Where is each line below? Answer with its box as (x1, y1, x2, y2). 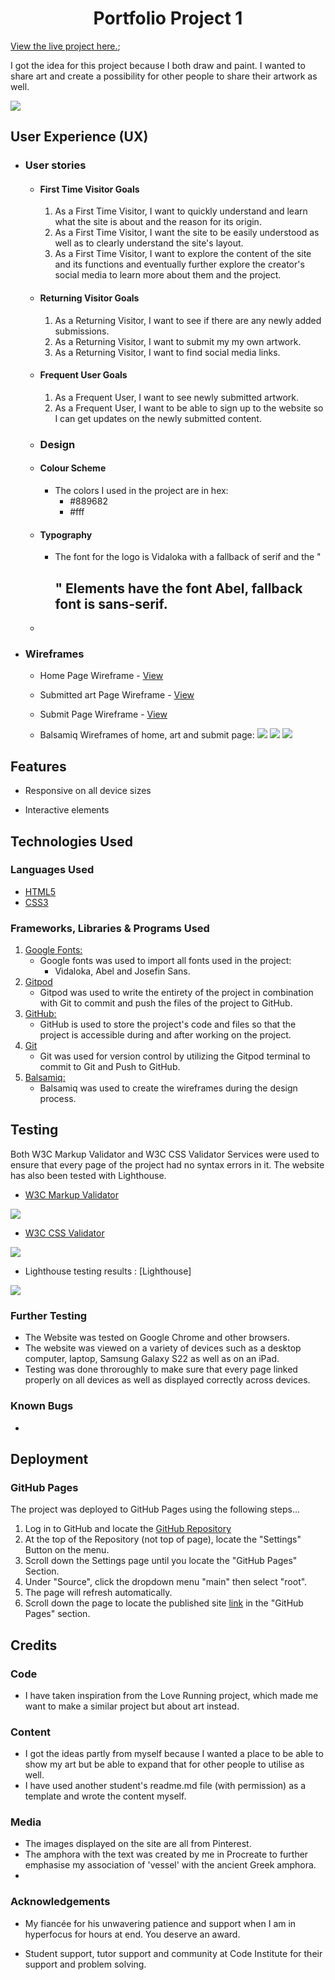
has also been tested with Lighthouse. (10, 1169, 167, 1181)
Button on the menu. (24, 1544, 110, 1556)
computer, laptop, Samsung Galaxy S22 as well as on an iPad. (24, 1353, 280, 1365)
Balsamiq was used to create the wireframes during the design (39, 1082, 298, 1094)
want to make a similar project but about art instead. (24, 1700, 240, 1712)
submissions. (54, 325, 110, 337)
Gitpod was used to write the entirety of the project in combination (39, 987, 314, 999)
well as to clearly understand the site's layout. (54, 237, 244, 249)
